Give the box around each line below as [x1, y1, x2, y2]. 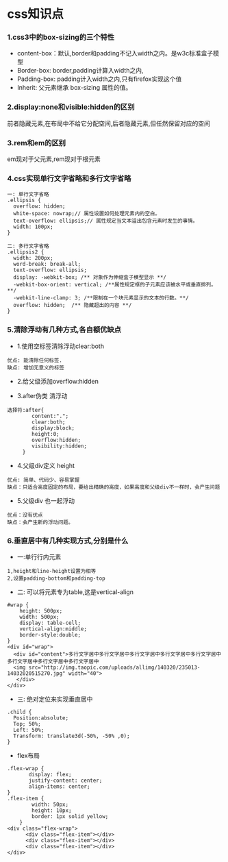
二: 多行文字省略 [7, 243, 49, 250]
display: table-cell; [19, 619, 81, 626]
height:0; [31, 430, 60, 437]
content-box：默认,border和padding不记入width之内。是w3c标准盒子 [16, 49, 214, 58]
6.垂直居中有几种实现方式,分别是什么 [7, 536, 129, 545]
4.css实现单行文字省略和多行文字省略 [7, 174, 131, 183]
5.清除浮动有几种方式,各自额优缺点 [7, 325, 122, 334]
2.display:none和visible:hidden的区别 [7, 102, 135, 112]
